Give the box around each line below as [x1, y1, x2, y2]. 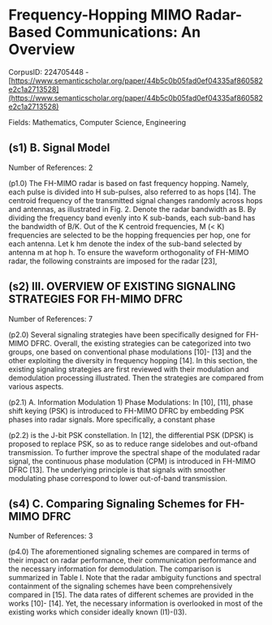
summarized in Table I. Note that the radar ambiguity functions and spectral [8, 573, 261, 583]
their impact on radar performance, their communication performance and [8, 555, 257, 566]
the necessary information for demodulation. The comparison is [8, 564, 222, 574]
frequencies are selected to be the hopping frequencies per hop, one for [8, 230, 252, 240]
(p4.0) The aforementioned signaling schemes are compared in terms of [8, 547, 250, 557]
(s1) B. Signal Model [8, 141, 110, 155]
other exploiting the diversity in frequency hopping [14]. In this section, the [8, 355, 258, 365]
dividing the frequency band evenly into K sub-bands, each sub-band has [8, 213, 256, 223]
